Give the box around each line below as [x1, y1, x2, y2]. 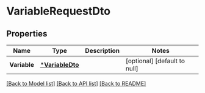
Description [85, 47, 120, 55]
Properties [6, 29, 48, 39]
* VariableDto [40, 61, 79, 69]
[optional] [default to [125, 57, 185, 65]
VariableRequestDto [6, 4, 111, 18]
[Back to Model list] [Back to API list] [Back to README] [6, 80, 146, 87]
